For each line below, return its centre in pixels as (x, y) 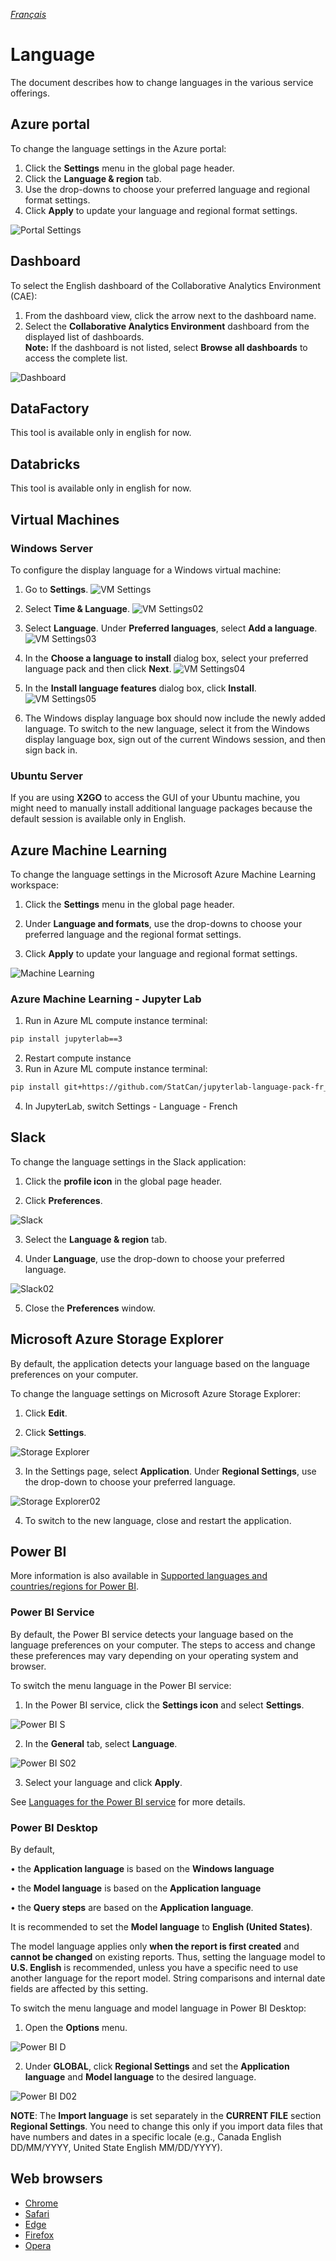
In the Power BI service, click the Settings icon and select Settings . (164, 1705)
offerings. (30, 93)
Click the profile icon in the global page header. (123, 1181)
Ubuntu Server (47, 776)
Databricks (45, 464)
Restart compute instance (78, 1058)
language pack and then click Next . (98, 668)
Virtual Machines (65, 519)
